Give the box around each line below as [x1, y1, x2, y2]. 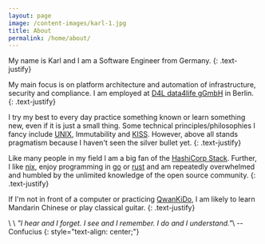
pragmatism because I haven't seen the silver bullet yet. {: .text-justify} [8, 138, 242, 148]
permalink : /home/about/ [8, 34, 91, 42]
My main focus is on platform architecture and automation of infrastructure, [8, 80, 256, 90]
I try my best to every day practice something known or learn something [8, 113, 246, 122]
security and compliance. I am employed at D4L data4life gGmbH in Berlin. [8, 89, 254, 98]
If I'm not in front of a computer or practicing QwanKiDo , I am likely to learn [8, 194, 255, 204]
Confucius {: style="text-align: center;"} [8, 227, 140, 237]
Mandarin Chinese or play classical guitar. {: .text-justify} [8, 203, 196, 213]
